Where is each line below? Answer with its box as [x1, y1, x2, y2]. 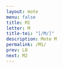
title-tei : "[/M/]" [6, 31, 55, 37]
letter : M [6, 25, 31, 31]
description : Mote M [6, 36, 58, 42]
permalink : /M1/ [6, 42, 46, 48]
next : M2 [6, 53, 28, 59]
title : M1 [6, 20, 31, 25]
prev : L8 [6, 47, 28, 53]
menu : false [6, 14, 36, 20]
